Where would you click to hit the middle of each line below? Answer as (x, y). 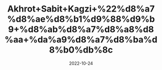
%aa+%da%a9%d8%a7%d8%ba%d (81, 40)
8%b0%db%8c (81, 50)
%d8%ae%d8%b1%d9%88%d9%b (81, 19)
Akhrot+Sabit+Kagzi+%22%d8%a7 (81, 9)
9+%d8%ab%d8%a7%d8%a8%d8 (81, 29)
